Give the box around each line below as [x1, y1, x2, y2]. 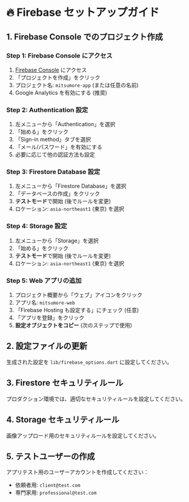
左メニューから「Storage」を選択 [15, 237, 99, 244]
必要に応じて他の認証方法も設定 [15, 151, 95, 158]
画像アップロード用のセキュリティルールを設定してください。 [6, 432, 160, 439]
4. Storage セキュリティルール [6, 415, 119, 425]
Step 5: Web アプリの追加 [6, 276, 82, 285]
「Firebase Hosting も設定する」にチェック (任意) [15, 307, 139, 314]
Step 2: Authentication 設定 [6, 106, 88, 114]
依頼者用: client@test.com [15, 481, 81, 489]
